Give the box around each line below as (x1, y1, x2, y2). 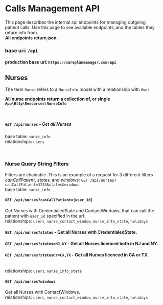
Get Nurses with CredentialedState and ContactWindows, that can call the (5, 207, 154, 214)
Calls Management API (5, 3, 100, 14)
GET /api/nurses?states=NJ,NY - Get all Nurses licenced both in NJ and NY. (5, 240, 159, 246)
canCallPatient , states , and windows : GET (5, 177, 88, 183)
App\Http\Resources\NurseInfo (5, 101, 67, 106)
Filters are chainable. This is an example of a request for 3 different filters (5, 171, 153, 177)
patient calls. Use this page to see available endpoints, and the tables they (5, 24, 155, 30)
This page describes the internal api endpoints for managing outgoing (5, 19, 146, 25)
